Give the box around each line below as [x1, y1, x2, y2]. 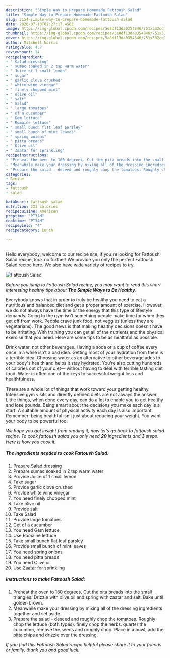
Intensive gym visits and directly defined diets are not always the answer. [6, 391, 158, 397]
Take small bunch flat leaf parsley [13, 538, 83, 544]
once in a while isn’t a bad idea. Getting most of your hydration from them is [6, 349, 163, 355]
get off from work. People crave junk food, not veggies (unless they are [6, 318, 154, 324]
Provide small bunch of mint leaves [13, 543, 86, 549]
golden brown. [13, 599, 43, 606]
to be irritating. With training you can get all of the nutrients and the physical [6, 328, 164, 335]
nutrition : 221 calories [6, 204, 58, 209]
